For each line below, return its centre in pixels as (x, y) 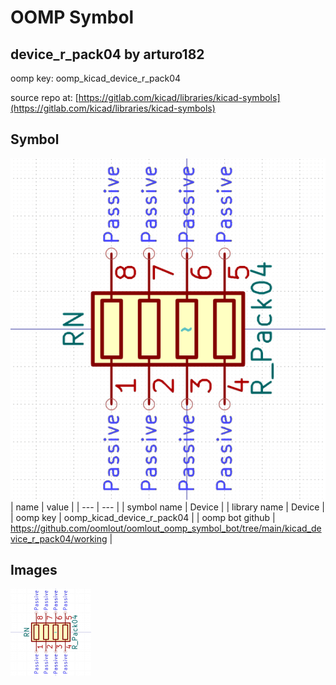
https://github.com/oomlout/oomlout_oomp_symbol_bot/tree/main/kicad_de (166, 528)
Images (34, 570)
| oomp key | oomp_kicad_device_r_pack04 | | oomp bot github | (143, 517)
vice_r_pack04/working (59, 538)
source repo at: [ (44, 97)
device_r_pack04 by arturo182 (107, 54)
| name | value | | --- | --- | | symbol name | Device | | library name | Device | (167, 507)
